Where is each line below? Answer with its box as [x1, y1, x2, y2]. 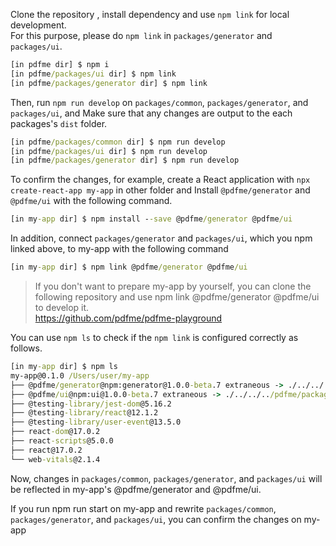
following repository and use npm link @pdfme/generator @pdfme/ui [34, 291, 320, 303]
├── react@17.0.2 [10, 445, 83, 455]
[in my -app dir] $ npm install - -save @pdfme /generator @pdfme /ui [10, 214, 293, 224]
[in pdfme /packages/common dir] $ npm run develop [10, 137, 226, 147]
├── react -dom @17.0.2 [10, 427, 101, 437]
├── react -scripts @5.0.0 [10, 436, 114, 446]
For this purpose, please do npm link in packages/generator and [10, 30, 273, 41]
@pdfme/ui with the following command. [10, 195, 173, 207]
